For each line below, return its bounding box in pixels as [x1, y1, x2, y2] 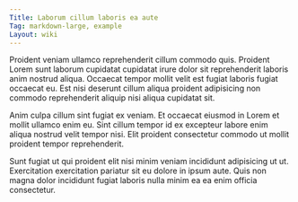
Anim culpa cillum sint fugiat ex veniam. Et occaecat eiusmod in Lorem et [9, 110, 280, 121]
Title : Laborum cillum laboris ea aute [9, 13, 159, 22]
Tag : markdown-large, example [9, 22, 123, 31]
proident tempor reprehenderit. [9, 138, 124, 149]
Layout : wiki [9, 30, 58, 39]
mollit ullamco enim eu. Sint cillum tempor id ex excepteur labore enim [9, 119, 268, 130]
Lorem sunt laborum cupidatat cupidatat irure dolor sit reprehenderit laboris [9, 64, 289, 75]
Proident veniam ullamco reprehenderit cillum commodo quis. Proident [9, 55, 270, 66]
